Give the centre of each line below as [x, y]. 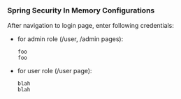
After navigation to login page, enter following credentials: [91, 26]
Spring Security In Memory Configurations [81, 10]
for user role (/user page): [55, 71]
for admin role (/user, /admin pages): [70, 39]
